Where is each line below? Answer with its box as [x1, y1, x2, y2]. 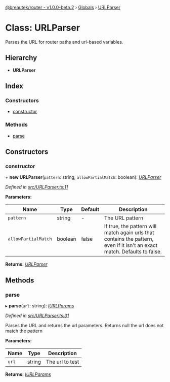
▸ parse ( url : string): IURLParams [5, 303, 74, 309]
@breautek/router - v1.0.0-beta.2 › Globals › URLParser [5, 5, 120, 10]
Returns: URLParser [5, 261, 48, 267]
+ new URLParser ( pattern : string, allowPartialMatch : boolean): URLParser [5, 174, 161, 180]
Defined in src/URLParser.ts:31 [5, 312, 69, 319]
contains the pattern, [104, 236, 154, 243]
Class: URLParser [5, 22, 80, 34]
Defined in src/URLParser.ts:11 [5, 184, 68, 190]
